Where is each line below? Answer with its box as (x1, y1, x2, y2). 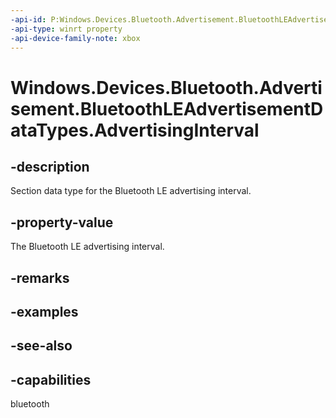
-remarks (10, 269, 70, 286)
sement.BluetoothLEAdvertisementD (10, 97, 324, 120)
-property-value (10, 214, 114, 231)
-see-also (10, 337, 73, 355)
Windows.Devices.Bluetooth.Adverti (10, 76, 323, 99)
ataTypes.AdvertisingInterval (10, 119, 260, 141)
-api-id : (10, 14, 47, 25)
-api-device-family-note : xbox (10, 33, 141, 43)
